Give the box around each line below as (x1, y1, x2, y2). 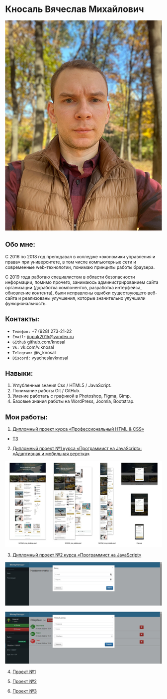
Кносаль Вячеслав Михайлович (5, 3, 144, 15)
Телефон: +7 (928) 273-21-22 (12, 328, 72, 334)
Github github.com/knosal (12, 339, 66, 345)
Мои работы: (5, 413, 48, 421)
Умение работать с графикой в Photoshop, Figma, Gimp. (12, 393, 131, 399)
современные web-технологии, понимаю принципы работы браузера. (5, 264, 155, 270)
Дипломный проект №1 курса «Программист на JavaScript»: (12, 446, 142, 452)
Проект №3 (12, 688, 37, 694)
